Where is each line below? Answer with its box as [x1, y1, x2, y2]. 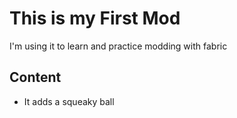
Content [9, 69, 62, 86]
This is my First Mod [9, 7, 181, 30]
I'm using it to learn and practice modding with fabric [9, 40, 228, 52]
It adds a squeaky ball [23, 95, 115, 107]
